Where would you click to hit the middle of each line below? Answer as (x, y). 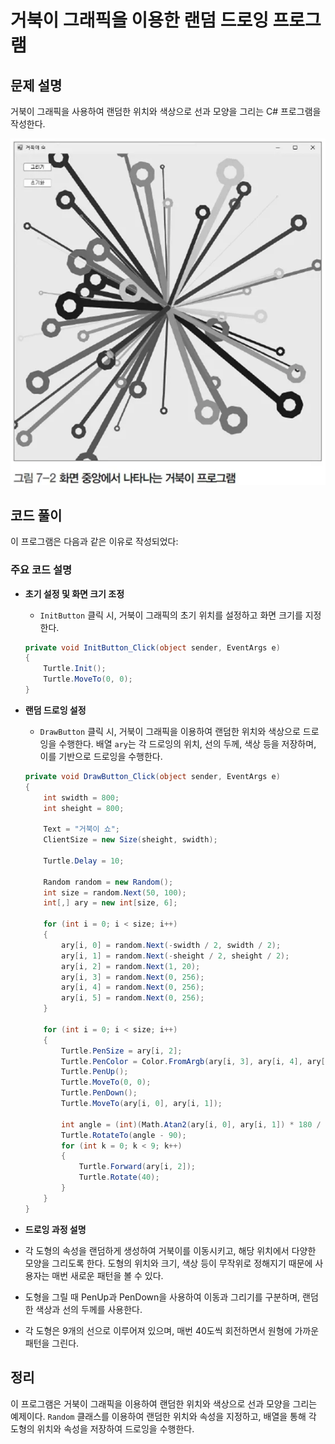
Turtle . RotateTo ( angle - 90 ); (124, 1135)
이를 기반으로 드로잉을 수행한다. (101, 756)
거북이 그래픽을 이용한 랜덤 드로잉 (139, 20)
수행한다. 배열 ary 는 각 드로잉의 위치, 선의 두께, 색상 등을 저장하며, (187, 743)
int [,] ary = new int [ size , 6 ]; (110, 903)
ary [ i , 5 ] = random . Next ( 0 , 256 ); (133, 998)
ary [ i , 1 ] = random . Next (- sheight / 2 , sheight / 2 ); (175, 956)
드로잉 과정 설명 (55, 1229)
